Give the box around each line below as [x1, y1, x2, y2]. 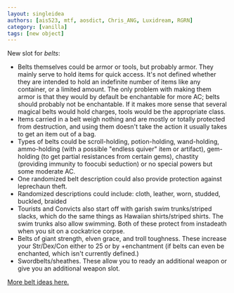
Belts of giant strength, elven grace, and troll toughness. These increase [17, 235, 227, 243]
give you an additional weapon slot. [17, 264, 121, 273]
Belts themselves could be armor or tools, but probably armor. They [17, 63, 214, 71]
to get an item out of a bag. [17, 130, 96, 138]
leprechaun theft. [17, 182, 68, 190]
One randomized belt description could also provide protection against [17, 175, 223, 183]
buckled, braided [17, 197, 67, 206]
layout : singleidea [7, 10, 65, 18]
